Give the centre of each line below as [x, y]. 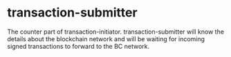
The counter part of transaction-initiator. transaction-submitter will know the [116, 32]
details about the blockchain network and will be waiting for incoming [106, 38]
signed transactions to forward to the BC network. [78, 46]
